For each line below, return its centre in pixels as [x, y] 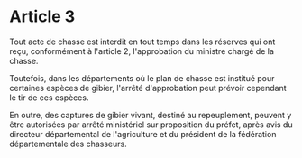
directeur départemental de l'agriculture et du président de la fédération [143, 134]
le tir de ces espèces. [49, 98]
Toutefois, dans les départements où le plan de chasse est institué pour [142, 78]
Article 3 [42, 17]
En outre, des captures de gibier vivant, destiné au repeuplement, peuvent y [151, 115]
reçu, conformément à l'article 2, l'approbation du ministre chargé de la [142, 51]
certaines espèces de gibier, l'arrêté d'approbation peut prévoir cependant [148, 88]
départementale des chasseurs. [69, 144]
